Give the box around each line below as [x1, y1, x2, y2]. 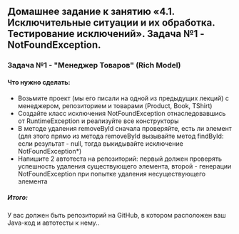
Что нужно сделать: [7, 78, 71, 86]
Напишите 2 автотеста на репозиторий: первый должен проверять [17, 154, 223, 163]
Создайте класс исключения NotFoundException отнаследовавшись [17, 109, 226, 117]
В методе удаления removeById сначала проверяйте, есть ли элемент [17, 124, 232, 132]
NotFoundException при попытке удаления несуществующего [17, 169, 205, 178]
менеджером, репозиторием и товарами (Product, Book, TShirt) [17, 101, 213, 110]
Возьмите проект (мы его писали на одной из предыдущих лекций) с [17, 94, 230, 102]
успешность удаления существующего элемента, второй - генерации [17, 161, 232, 170]
